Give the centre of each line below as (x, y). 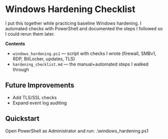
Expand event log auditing (40, 103)
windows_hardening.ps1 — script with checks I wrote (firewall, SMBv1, (84, 53)
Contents (15, 43)
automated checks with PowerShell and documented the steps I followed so (84, 28)
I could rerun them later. (30, 34)
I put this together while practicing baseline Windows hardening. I (73, 23)
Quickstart (22, 119)
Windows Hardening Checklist (70, 9)
